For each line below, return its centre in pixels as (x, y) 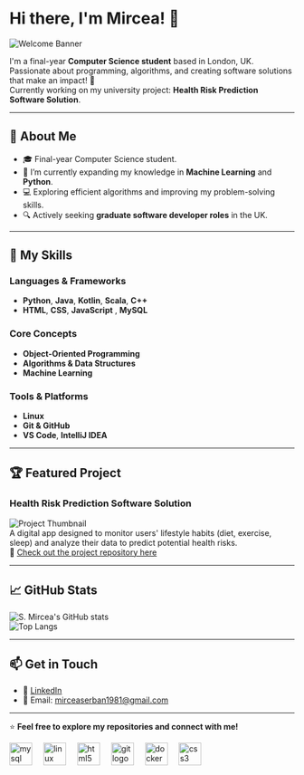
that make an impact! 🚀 (52, 80)
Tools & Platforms (49, 396)
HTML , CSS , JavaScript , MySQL (85, 311)
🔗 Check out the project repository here (83, 552)
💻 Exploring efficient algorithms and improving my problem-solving (149, 191)
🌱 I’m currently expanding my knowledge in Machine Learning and (147, 172)
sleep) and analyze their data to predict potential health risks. (123, 542)
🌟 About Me (43, 136)
